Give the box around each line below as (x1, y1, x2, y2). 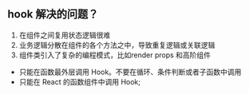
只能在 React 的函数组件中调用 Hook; (18, 76, 141, 86)
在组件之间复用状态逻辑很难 (18, 30, 111, 40)
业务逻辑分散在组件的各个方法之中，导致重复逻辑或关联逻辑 (18, 40, 215, 49)
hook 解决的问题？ (7, 7, 99, 22)
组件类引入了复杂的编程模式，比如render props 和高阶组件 (18, 50, 211, 60)
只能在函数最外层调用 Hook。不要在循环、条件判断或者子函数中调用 (18, 67, 242, 76)
